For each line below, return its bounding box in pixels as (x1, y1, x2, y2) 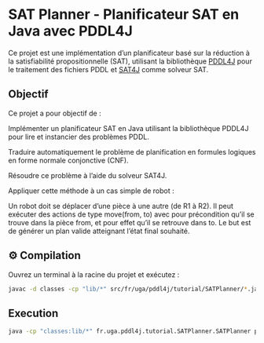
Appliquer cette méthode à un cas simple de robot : (8, 186, 174, 195)
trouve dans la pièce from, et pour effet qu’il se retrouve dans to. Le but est (8, 217, 251, 227)
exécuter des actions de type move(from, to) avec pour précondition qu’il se (8, 210, 255, 219)
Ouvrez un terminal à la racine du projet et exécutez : (8, 269, 180, 279)
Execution (8, 306, 59, 319)
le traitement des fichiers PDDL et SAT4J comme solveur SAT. (8, 64, 209, 74)
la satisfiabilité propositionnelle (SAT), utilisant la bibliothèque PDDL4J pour (8, 57, 253, 66)
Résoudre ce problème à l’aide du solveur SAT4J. (8, 170, 167, 180)
